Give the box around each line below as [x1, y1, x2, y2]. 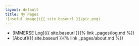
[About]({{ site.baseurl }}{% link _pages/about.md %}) [12, 35, 124, 41]
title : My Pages [5, 12, 39, 17]
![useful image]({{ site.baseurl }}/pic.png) [5, 16, 100, 21]
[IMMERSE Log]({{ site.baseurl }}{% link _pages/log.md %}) [12, 30, 135, 36]
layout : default [5, 7, 39, 12]
